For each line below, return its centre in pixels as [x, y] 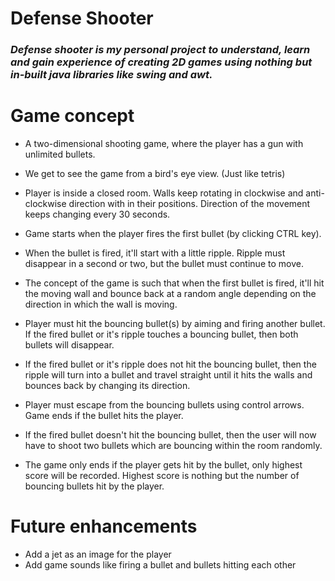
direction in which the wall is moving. [101, 304]
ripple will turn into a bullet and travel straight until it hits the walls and [168, 375]
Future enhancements [104, 526]
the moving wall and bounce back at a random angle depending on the [170, 294]
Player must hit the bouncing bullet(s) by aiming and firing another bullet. [175, 324]
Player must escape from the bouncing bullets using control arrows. [164, 405]
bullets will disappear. [69, 345]
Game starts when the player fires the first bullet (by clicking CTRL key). [173, 234]
